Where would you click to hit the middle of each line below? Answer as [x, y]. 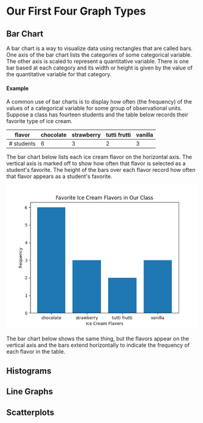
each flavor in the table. [36, 352]
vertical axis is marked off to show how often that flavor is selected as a [96, 163]
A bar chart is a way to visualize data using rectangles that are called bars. [100, 48]
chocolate [53, 135]
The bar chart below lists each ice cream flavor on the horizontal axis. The [99, 157]
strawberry [87, 135]
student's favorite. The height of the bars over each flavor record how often [101, 170]
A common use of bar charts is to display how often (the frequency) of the [99, 102]
